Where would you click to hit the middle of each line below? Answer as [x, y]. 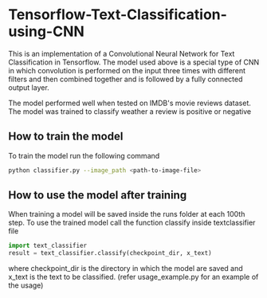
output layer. [29, 87]
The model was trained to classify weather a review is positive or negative [130, 111]
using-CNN [47, 31]
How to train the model [66, 137]
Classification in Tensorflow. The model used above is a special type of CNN [134, 62]
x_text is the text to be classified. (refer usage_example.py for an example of [133, 277]
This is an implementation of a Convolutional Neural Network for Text [122, 53]
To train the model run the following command [84, 155]
